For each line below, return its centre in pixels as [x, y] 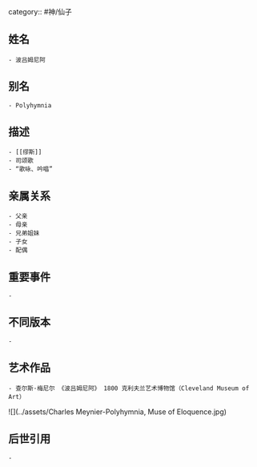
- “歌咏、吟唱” [31, 169]
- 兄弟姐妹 [24, 233]
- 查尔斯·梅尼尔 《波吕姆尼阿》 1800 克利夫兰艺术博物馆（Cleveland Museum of [129, 388]
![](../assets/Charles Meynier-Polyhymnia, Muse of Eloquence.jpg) [117, 412]
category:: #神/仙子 [40, 12]
